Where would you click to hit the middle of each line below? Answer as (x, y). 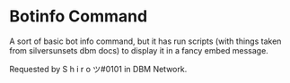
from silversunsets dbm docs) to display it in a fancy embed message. (139, 50)
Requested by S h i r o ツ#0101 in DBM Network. (98, 69)
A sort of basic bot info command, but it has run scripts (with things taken (145, 41)
